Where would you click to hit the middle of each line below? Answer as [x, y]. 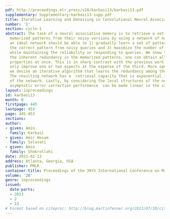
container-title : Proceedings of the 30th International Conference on [82, 171]
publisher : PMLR [22, 166]
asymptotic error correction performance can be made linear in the [84, 85]
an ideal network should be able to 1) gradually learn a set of [80, 43]
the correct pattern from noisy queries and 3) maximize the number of [87, 48]
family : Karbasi [27, 133]
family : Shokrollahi [31, 152]
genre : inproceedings [28, 180]
